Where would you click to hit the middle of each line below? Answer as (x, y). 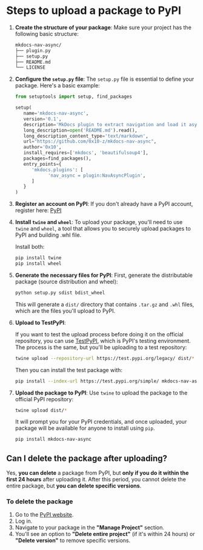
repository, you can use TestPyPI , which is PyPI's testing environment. (103, 341)
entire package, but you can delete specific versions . (74, 486)
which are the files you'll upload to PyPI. (65, 311)
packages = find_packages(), (58, 158)
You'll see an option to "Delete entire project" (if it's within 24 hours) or (105, 534)
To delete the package (40, 501)
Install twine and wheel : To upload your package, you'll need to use (99, 222)
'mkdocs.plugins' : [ (57, 170)
